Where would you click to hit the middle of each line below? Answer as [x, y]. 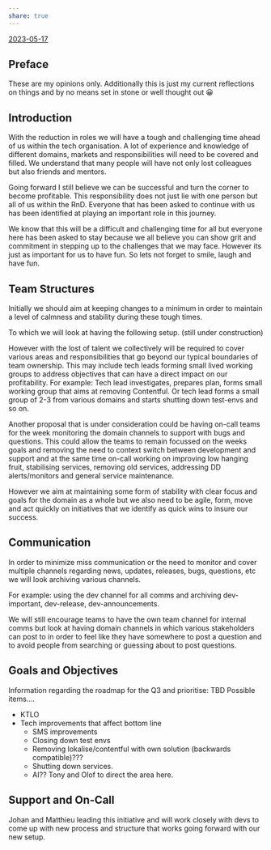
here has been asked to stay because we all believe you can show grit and [132, 238]
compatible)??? [57, 757]
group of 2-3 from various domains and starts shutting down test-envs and [133, 400]
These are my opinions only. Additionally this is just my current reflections [131, 84]
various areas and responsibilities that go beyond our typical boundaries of [133, 357]
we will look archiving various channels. [75, 579]
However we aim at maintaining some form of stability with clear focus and [133, 491]
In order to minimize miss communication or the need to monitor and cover [133, 562]
